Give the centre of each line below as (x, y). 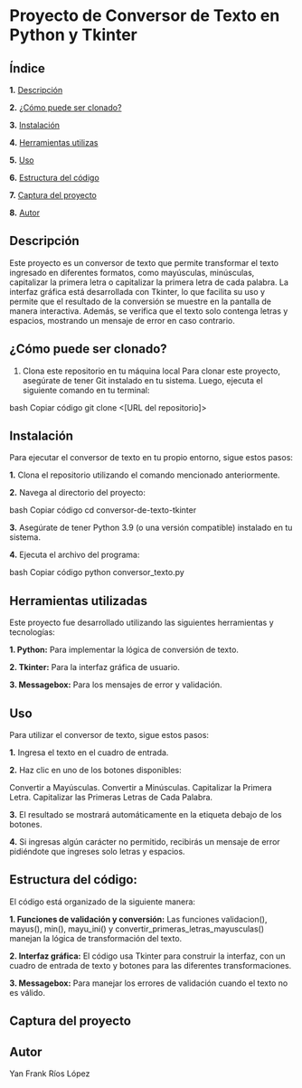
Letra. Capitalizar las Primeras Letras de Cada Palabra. (111, 798)
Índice (27, 68)
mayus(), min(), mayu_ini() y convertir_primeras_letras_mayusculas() (137, 929)
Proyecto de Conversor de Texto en (145, 16)
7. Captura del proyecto (53, 195)
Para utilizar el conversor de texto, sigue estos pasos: (109, 735)
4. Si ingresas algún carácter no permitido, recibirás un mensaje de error (145, 842)
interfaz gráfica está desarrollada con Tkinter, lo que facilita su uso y (137, 291)
